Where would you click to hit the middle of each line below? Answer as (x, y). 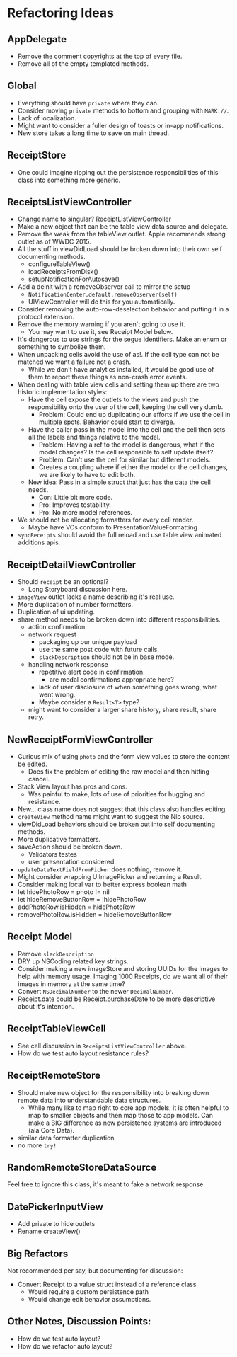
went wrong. (57, 694)
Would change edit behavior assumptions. (89, 1299)
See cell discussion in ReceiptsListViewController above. (102, 1046)
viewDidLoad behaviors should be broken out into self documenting (116, 824)
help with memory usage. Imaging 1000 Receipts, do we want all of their (123, 976)
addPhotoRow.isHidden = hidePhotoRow (76, 907)
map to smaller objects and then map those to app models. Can (121, 1115)
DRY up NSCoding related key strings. (73, 961)
